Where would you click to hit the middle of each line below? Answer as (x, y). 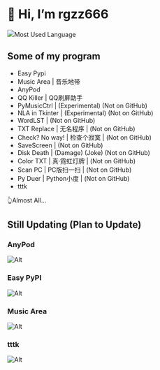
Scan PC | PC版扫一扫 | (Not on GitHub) (74, 170)
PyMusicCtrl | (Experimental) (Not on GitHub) (82, 105)
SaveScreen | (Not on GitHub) (60, 145)
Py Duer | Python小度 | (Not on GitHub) (73, 178)
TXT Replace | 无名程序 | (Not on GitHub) (76, 128)
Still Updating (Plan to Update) (74, 225)
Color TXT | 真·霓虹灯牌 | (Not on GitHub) (77, 161)
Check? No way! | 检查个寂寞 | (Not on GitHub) (85, 137)
